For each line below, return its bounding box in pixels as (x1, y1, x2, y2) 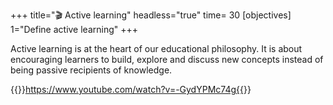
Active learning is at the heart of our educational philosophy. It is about (10, 43, 303, 54)
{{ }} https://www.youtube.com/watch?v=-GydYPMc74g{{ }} (10, 84, 252, 95)
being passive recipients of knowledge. (10, 64, 173, 76)
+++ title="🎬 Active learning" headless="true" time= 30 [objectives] (10, 9, 292, 21)
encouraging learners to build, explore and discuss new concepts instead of (10, 54, 324, 65)
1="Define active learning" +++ (10, 24, 139, 35)
